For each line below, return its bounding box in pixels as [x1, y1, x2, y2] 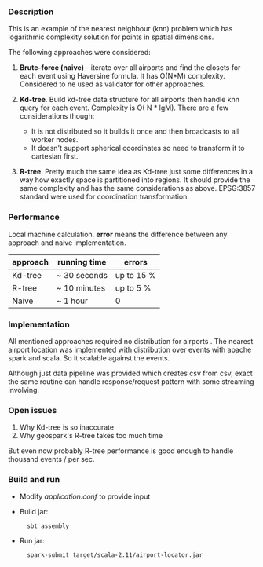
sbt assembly [27, 522, 70, 530]
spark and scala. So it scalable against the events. [8, 353, 170, 363]
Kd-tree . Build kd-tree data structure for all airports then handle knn [19, 95, 240, 104]
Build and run [8, 474, 60, 485]
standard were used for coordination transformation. [19, 192, 190, 202]
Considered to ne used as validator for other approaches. [19, 79, 206, 89]
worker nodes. [31, 135, 79, 144]
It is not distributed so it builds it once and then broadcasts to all [31, 126, 239, 136]
